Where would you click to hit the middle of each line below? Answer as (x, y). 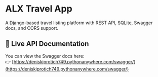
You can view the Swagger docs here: (45, 56)
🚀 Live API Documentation (47, 44)
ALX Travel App (39, 9)
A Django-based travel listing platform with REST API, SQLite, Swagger (79, 23)
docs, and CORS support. (32, 28)
